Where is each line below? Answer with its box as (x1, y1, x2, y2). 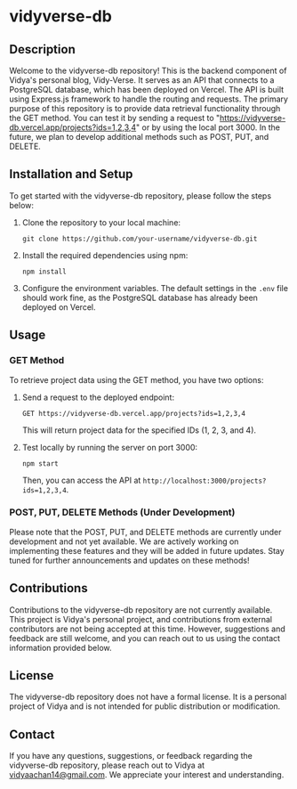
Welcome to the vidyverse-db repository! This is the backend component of (9, 65, 287, 76)
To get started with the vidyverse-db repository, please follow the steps (9, 190, 272, 201)
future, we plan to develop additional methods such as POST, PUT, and (9, 132, 269, 142)
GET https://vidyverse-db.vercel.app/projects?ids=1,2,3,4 (21, 409, 246, 418)
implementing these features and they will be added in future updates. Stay (9, 545, 285, 556)
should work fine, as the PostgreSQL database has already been (21, 292, 258, 303)
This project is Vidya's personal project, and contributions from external (9, 614, 273, 624)
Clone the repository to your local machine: (21, 216, 181, 228)
